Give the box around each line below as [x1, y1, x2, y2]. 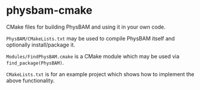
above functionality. [6, 77, 55, 84]
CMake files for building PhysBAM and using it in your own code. [6, 23, 166, 30]
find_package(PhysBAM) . [6, 59, 64, 66]
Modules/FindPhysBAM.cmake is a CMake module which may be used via [6, 52, 180, 60]
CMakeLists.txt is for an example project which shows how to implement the [6, 70, 195, 77]
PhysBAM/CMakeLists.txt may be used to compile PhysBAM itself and [6, 35, 175, 42]
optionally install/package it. [6, 41, 76, 48]
